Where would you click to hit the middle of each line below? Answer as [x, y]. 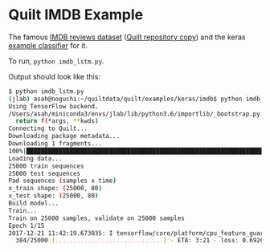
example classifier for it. [48, 45]
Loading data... [35, 158]
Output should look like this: [54, 76]
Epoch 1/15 [27, 226]
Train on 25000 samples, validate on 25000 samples [96, 218]
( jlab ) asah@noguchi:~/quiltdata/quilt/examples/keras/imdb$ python [125, 99]
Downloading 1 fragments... [55, 144]
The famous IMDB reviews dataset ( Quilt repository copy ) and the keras [127, 37]
